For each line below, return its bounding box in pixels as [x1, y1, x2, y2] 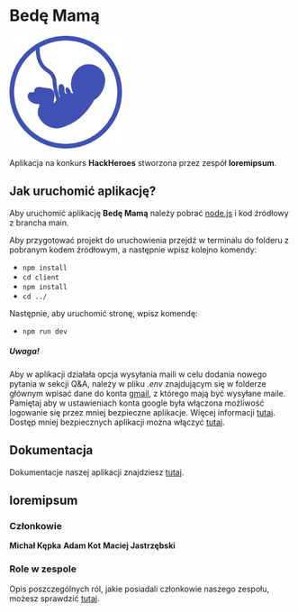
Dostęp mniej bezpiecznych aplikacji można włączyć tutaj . [9, 416, 225, 427]
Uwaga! [9, 346, 41, 357]
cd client [22, 272, 60, 282]
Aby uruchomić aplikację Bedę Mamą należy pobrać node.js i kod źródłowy [9, 207, 290, 218]
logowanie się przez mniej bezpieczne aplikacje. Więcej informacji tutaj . [9, 407, 276, 417]
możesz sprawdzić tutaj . [9, 592, 100, 604]
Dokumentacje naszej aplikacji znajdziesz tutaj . [9, 466, 185, 478]
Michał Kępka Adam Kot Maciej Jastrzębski [9, 540, 176, 551]
